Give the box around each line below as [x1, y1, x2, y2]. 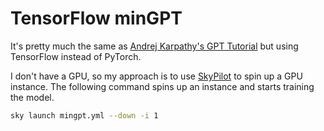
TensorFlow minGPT [10, 7, 183, 30]
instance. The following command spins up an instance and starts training [10, 80, 315, 92]
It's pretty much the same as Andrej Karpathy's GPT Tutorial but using [10, 40, 299, 52]
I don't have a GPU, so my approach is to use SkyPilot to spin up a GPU [10, 70, 303, 82]
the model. [10, 91, 55, 103]
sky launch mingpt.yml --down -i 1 [10, 110, 159, 121]
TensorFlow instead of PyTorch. [10, 50, 142, 62]
